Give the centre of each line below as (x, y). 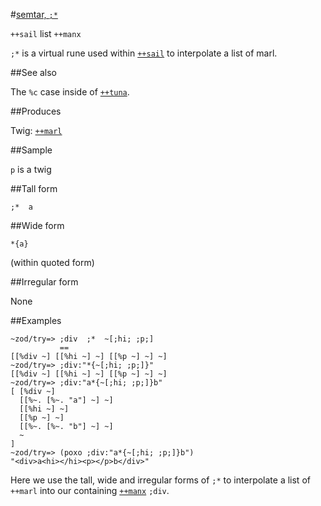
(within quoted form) (52, 262)
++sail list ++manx (46, 33)
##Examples (36, 320)
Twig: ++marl (36, 130)
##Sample (31, 150)
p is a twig (31, 169)
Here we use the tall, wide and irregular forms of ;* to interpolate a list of (160, 480)
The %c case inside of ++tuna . (70, 92)
